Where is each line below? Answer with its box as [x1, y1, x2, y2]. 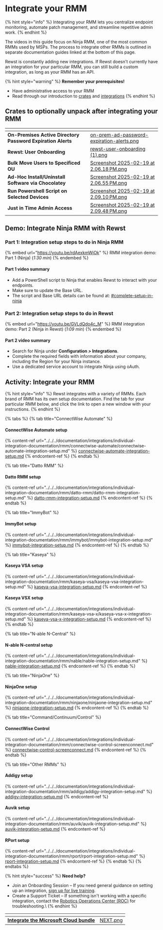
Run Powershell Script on [7, 187, 67, 194]
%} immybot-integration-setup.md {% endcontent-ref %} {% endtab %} [5, 542, 149, 548]
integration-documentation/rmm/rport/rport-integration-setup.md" [5, 853, 138, 859]
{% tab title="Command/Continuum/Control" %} [5, 715, 101, 720]
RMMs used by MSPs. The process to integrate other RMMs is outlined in [5, 44, 151, 50]
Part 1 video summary [5, 266, 50, 272]
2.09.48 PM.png [90, 208, 128, 214]
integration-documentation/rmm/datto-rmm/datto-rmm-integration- [5, 490, 141, 496]
